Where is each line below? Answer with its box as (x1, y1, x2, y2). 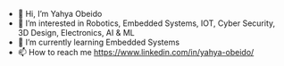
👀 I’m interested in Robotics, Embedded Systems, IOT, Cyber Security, (17, 18, 276, 29)
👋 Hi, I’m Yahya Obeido (17, 9, 103, 19)
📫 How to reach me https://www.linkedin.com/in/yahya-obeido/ (17, 47, 255, 57)
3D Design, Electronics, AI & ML (17, 28, 136, 37)
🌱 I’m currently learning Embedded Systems (17, 37, 180, 47)
